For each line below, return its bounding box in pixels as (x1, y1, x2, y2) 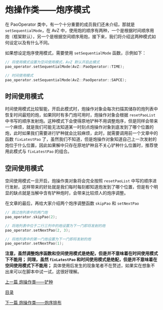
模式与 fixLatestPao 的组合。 (13, 149, 72, 155)
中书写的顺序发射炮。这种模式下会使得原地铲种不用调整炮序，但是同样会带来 (5, 118, 158, 124)
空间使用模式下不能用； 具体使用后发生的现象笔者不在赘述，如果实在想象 (5, 263, 151, 269)
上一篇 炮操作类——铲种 (5, 279, 53, 285)
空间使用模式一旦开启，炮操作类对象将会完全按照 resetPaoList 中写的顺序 (5, 178, 153, 184)
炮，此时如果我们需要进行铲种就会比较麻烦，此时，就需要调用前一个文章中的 (5, 130, 158, 136)
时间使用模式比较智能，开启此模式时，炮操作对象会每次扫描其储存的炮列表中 (5, 106, 158, 112)
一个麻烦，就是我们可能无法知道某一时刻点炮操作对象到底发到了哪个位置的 (5, 124, 154, 130)
